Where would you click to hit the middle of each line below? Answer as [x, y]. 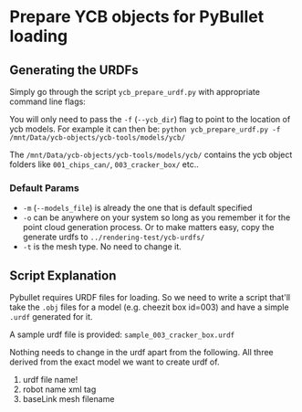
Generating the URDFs [74, 70]
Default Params [44, 187]
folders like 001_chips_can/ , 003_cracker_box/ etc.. [104, 164]
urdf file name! [50, 380]
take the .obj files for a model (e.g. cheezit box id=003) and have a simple [149, 307]
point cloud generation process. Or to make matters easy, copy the [148, 227]
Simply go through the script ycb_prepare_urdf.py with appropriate [135, 92]
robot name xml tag [59, 389]
